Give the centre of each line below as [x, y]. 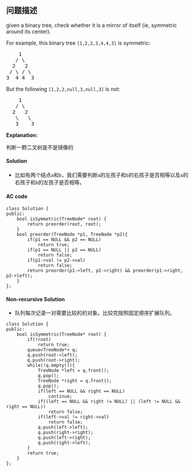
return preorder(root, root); [64, 224]
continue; [60, 396]
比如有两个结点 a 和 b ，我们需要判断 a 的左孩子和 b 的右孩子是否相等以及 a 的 [101, 175]
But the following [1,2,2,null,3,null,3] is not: [63, 89]
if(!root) [39, 340]
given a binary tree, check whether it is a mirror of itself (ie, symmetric [91, 25]
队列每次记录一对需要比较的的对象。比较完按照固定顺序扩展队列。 [95, 313]
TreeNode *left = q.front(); [73, 371]
